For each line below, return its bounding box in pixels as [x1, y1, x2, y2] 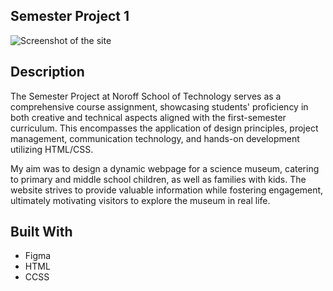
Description [10, 64, 85, 81]
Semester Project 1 [10, 8, 130, 25]
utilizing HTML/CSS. [10, 143, 94, 155]
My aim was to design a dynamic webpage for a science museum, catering [10, 162, 320, 174]
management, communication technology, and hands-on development [10, 132, 300, 144]
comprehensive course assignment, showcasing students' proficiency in [10, 100, 309, 113]
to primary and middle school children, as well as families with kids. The [10, 173, 307, 185]
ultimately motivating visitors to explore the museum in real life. [10, 194, 271, 206]
